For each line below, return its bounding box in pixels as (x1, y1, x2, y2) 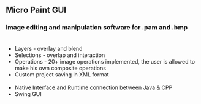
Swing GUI (14, 90, 42, 97)
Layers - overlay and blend (14, 45, 83, 52)
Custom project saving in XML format (14, 70, 109, 78)
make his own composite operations (14, 64, 107, 72)
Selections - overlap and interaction (14, 51, 105, 59)
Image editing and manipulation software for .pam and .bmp (6, 23, 188, 32)
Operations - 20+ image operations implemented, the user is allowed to (14, 58, 195, 65)
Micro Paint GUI (6, 5, 67, 15)
